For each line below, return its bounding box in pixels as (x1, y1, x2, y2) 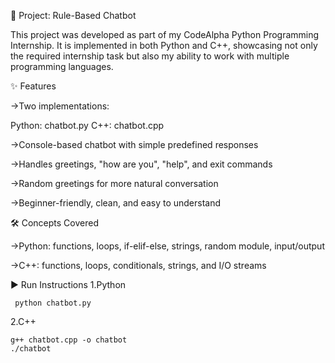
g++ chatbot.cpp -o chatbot (10, 335, 128, 345)
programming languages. (10, 61, 114, 72)
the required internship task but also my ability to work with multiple (10, 50, 290, 62)
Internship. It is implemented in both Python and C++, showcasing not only (10, 40, 318, 51)
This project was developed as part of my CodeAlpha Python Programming (10, 29, 320, 40)
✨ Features (10, 80, 57, 92)
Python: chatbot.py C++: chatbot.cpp (10, 120, 165, 131)
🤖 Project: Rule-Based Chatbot (10, 10, 137, 21)
